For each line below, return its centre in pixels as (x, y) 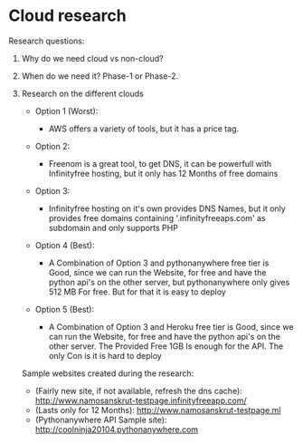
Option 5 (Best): (65, 309)
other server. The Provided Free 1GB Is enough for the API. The (166, 346)
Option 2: (52, 146)
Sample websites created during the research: (108, 373)
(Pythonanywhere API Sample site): (101, 420)
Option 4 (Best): (65, 245)
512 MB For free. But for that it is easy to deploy (137, 292)
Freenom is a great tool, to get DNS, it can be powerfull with (160, 163)
